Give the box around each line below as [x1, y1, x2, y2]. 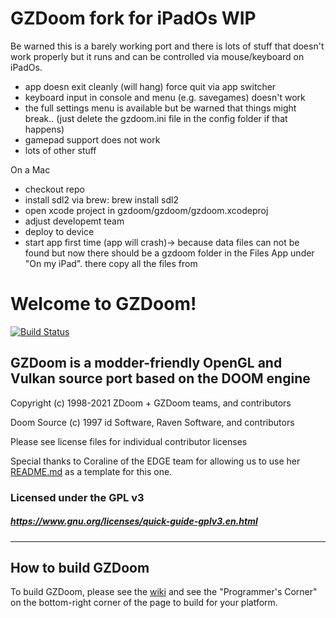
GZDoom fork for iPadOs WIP [10, 7, 257, 30]
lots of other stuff [24, 144, 97, 156]
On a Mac [10, 163, 51, 176]
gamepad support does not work [24, 133, 161, 146]
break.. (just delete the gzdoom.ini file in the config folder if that [24, 112, 288, 124]
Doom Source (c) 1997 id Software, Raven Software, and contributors [10, 416, 295, 428]
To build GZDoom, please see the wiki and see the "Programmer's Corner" [10, 586, 318, 598]
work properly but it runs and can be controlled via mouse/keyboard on [10, 50, 305, 62]
